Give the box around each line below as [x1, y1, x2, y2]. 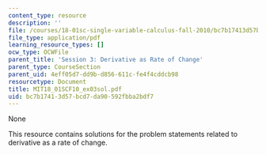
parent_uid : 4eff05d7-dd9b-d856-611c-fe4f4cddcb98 [8, 70, 179, 78]
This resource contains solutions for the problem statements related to [8, 130, 238, 139]
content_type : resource [8, 11, 87, 20]
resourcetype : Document [8, 77, 87, 85]
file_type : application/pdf [8, 33, 101, 42]
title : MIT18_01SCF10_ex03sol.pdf [8, 85, 123, 93]
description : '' [8, 19, 62, 27]
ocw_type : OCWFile [8, 48, 69, 56]
